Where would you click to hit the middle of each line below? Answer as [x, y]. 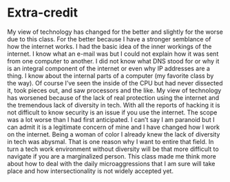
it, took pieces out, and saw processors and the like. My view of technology [114, 90]
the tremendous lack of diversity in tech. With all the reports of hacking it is [114, 105]
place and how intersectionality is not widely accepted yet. [91, 171]
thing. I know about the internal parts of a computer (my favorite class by [111, 75]
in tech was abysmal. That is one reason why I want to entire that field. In [111, 141]
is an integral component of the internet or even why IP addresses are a [108, 68]
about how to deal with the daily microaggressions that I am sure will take [111, 163]
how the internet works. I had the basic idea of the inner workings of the [109, 46]
